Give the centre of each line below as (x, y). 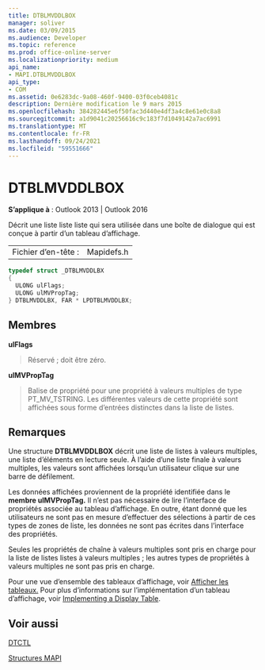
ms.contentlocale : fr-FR (49, 133)
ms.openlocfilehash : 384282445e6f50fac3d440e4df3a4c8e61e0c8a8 (115, 112)
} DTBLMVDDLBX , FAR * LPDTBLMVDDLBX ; (70, 300)
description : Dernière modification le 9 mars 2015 (95, 104)
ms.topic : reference (42, 45)
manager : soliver (37, 23)
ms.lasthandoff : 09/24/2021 (55, 141)
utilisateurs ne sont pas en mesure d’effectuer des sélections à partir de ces (132, 518)
